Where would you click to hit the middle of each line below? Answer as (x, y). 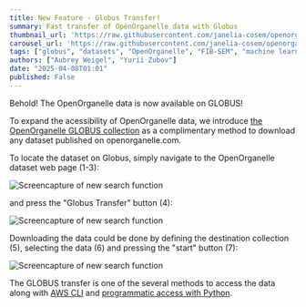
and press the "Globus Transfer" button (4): (91, 202)
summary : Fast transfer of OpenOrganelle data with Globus (124, 26)
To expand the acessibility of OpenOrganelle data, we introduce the (136, 120)
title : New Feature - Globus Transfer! (85, 18)
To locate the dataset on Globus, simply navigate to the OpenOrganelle (142, 158)
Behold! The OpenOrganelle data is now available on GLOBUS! (126, 103)
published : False (42, 77)
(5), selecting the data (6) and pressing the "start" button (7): (124, 248)
